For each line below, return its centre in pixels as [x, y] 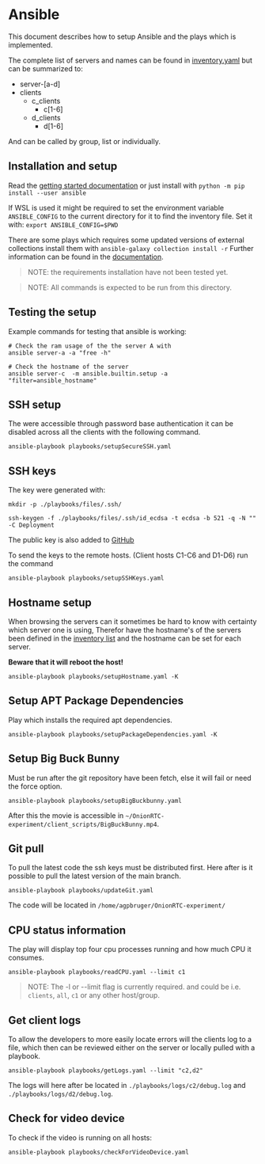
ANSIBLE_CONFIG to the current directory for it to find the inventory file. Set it [131, 216]
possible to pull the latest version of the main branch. [95, 876]
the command [31, 564]
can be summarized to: [45, 68]
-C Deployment [32, 525]
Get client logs [45, 1020]
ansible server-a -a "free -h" [60, 353]
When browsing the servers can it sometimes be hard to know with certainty [132, 622]
